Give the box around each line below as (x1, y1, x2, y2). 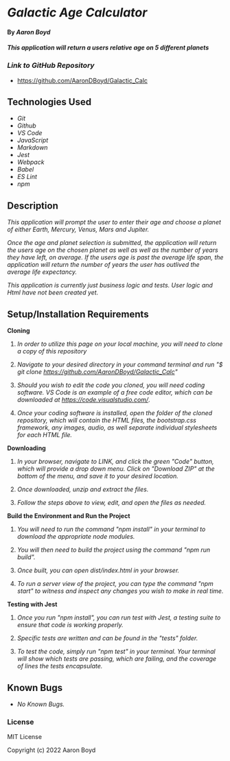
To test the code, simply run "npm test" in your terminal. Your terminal (16, 647, 216, 656)
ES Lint (16, 173, 38, 181)
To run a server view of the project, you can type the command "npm (16, 580, 214, 588)
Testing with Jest (7, 600, 58, 609)
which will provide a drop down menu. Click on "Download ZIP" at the (16, 465, 215, 473)
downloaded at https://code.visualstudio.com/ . (16, 396, 150, 404)
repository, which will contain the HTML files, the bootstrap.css (16, 417, 197, 425)
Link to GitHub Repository (7, 60, 95, 70)
